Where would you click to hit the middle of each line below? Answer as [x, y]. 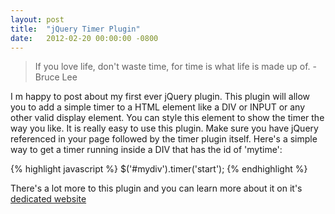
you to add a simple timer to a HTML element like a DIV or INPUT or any [158, 107]
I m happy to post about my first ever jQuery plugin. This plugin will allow [160, 97]
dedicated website [48, 199]
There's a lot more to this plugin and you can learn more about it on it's [156, 188]
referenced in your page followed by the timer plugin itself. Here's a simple [164, 139]
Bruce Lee [56, 77]
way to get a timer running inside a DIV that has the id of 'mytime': [146, 150]
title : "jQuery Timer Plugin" [75, 29]
